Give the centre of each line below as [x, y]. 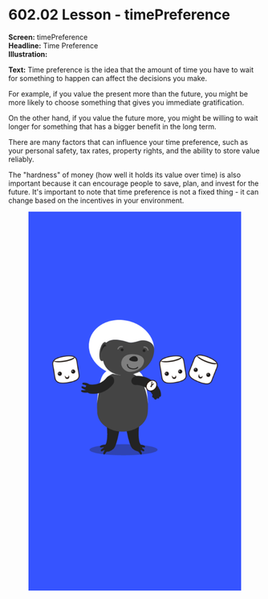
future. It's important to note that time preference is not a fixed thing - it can [134, 191]
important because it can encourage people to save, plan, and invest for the [134, 183]
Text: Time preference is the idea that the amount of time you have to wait [131, 69]
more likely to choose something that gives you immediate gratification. [126, 102]
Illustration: [28, 54]
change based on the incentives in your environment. [96, 200]
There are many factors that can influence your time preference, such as [128, 142]
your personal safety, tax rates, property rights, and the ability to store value [134, 150]
